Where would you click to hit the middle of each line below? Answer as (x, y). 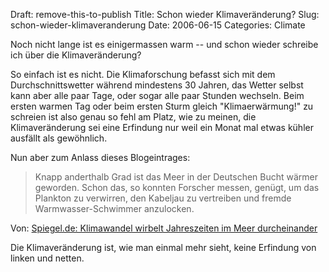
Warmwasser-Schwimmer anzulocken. (114, 208)
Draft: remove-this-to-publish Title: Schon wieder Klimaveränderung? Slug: (165, 14)
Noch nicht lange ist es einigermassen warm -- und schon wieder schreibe (164, 44)
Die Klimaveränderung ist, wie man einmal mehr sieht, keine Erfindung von (163, 247)
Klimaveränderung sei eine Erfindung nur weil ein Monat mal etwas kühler (162, 127)
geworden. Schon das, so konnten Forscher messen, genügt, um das (177, 187)
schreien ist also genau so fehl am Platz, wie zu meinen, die (133, 117)
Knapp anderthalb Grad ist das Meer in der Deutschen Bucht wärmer (176, 177)
